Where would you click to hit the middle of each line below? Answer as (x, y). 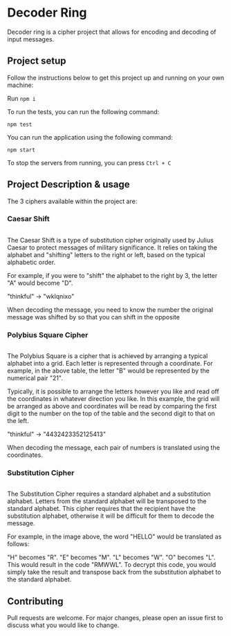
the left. (18, 421)
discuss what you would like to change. (63, 625)
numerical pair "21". (35, 378)
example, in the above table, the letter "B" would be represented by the (108, 371)
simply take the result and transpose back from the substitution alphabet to (114, 572)
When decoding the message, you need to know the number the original (110, 310)
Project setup (37, 61)
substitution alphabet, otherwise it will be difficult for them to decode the (111, 516)
